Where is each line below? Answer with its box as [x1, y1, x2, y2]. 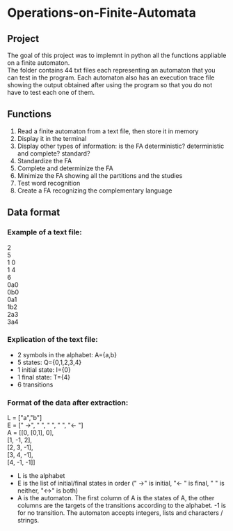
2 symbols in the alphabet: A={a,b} [17, 350, 117, 359]
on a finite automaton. [7, 59, 70, 67]
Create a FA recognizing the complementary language [17, 186, 172, 195]
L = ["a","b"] [7, 414, 42, 422]
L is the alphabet [17, 472, 65, 480]
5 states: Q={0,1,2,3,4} [17, 358, 82, 366]
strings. [17, 516, 40, 525]
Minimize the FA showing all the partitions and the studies [17, 171, 183, 179]
